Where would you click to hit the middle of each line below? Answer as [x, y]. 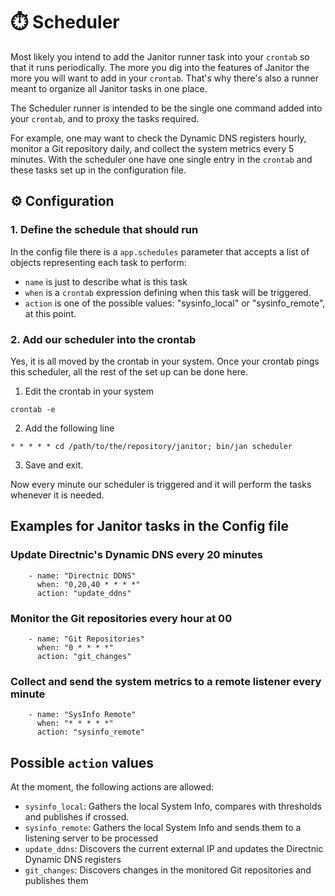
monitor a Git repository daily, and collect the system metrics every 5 [152, 148]
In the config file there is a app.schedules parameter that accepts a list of [160, 251]
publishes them [56, 881]
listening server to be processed [91, 838]
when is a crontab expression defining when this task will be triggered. [168, 292]
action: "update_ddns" [84, 593]
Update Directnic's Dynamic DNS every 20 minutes [136, 555]
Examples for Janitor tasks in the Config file [149, 526]
